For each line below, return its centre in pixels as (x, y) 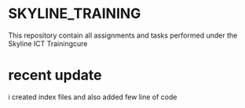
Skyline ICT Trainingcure (48, 43)
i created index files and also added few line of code (93, 97)
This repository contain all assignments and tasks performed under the (123, 35)
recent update (55, 76)
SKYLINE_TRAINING (75, 14)
